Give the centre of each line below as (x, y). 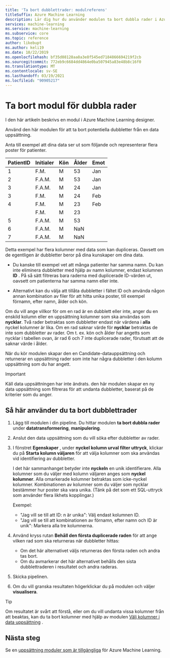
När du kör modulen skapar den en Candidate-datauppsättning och (75, 353)
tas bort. (29, 556)
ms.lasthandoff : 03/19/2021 (35, 76)
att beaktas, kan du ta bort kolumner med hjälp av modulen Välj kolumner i (83, 616)
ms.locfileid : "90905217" (32, 81)
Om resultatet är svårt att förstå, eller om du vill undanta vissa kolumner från (85, 611)
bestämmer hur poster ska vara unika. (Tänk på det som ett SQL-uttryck (88, 490)
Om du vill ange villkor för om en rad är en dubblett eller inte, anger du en (82, 311)
